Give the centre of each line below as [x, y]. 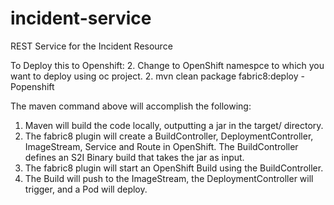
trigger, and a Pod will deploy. [86, 189]
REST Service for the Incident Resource [91, 46]
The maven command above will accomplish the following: [131, 106]
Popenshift [32, 86]
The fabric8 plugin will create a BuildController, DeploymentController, [169, 136]
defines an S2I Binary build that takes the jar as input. [134, 157]
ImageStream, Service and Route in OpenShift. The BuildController [161, 146]
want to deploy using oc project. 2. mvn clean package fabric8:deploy [154, 76]
